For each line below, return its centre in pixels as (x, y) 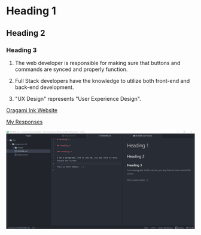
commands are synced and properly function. (71, 69)
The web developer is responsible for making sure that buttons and (98, 63)
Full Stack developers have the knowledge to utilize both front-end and (102, 81)
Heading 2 (26, 33)
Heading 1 (31, 11)
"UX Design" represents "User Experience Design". (78, 98)
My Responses (25, 122)
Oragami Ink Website (32, 110)
